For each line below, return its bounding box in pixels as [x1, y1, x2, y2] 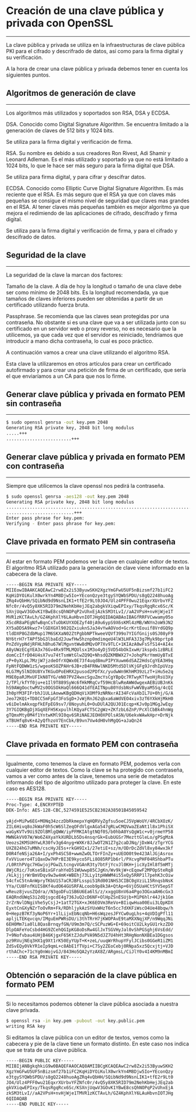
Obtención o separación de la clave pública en [6, 970, 177, 980]
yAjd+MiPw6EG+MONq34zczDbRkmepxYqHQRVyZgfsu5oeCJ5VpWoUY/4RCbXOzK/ [6, 818, 174, 824]
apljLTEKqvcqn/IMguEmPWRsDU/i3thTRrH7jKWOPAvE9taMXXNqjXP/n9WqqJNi [6, 916, 174, 922]
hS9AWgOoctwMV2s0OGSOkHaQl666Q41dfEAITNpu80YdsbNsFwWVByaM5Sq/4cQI [6, 685, 174, 691]
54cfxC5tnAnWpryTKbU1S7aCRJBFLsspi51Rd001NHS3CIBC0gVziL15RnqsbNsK [6, 878, 174, 884]
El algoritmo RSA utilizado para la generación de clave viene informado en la [6, 564, 190, 571]
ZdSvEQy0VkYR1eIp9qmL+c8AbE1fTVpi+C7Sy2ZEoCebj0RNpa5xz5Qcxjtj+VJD [6, 943, 174, 949]
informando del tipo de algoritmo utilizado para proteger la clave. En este [6, 779, 181, 786]
